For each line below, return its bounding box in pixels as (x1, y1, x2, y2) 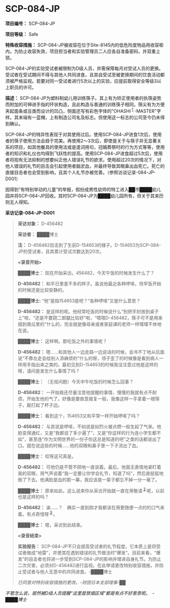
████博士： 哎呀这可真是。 (17, 453, 76, 459)
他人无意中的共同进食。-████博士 (39, 569, 112, 575)
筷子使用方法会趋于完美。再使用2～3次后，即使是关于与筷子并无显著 (14, 138, 157, 144)
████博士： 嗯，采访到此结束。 (17, 522, 85, 528)
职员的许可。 (9, 84, 36, 90)
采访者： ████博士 (17, 231, 59, 237)
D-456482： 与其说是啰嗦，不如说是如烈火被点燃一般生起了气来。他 (17, 423, 162, 429)
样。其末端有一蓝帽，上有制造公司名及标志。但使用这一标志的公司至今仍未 (5, 114, 160, 120)
